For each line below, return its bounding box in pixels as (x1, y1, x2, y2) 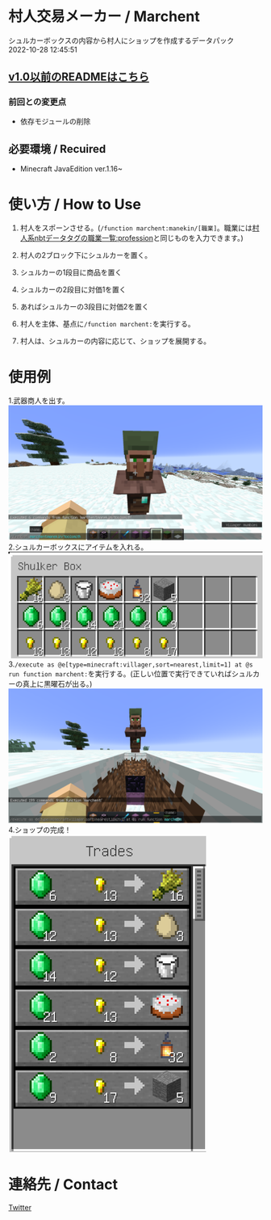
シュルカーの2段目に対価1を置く (19, 284, 127, 295)
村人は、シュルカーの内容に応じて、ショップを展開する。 (19, 336, 211, 346)
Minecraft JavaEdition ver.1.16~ (19, 164, 123, 174)
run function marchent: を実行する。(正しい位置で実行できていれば (8, 668, 232, 679)
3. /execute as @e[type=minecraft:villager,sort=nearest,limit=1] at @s (8, 659, 253, 669)
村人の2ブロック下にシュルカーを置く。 (19, 250, 152, 260)
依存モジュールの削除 (19, 116, 91, 126)
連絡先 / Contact (8, 1176, 119, 1194)
